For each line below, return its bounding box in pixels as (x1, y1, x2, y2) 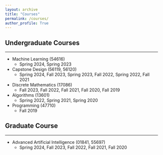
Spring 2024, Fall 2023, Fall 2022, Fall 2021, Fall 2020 (19, 144, 127, 150)
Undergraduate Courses (5, 38, 80, 47)
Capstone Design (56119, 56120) (12, 67, 77, 72)
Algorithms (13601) (12, 92, 50, 98)
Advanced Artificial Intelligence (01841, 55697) (12, 139, 106, 145)
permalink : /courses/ (5, 16, 49, 21)
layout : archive (5, 7, 38, 12)
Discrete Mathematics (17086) (12, 82, 73, 88)
